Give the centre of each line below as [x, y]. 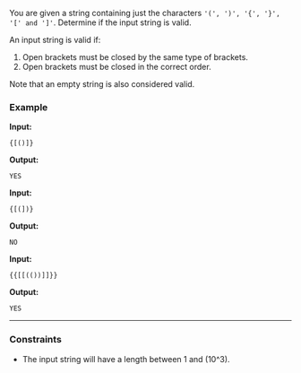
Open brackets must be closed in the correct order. [117, 67]
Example [29, 107]
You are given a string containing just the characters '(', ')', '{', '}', [145, 13]
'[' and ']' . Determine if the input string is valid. [100, 22]
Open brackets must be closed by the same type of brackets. [135, 57]
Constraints [36, 340]
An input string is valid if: [55, 40]
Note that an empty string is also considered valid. [102, 84]
